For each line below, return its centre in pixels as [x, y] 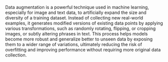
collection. [16, 55]
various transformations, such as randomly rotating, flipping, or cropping [80, 28]
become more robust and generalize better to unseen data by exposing [79, 39]
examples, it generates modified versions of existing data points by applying [84, 23]
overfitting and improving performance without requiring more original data [83, 50]
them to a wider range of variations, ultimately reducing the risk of [74, 44]
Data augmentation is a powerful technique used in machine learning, [77, 7]
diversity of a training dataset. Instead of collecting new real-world [74, 18]
